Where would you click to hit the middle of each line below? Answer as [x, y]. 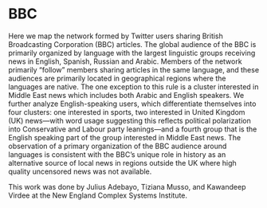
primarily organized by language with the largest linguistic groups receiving [132, 53]
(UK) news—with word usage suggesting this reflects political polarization [130, 120]
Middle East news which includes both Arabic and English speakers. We [126, 95]
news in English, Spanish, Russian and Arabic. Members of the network [125, 61]
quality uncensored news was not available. [80, 171]
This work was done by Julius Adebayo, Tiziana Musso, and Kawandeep [127, 186]
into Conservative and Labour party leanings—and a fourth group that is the [133, 129]
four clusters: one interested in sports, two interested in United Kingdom [127, 112]
